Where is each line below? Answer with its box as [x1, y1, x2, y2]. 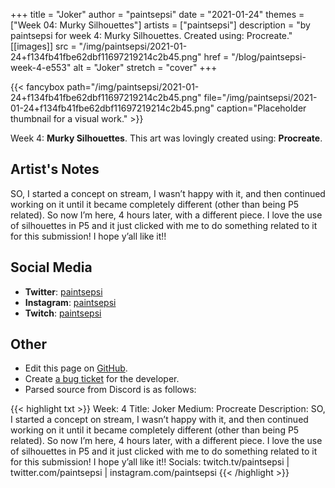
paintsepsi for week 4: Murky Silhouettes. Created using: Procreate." [10, 30, 293, 41]
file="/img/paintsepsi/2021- [203, 92, 318, 103]
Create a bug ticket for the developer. [24, 373, 180, 385]
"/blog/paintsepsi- [231, 51, 307, 63]
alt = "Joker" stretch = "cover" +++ [73, 62, 218, 73]
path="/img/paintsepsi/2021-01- [66, 81, 200, 93]
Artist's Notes [10, 161, 100, 178]
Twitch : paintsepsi [24, 307, 102, 319]
